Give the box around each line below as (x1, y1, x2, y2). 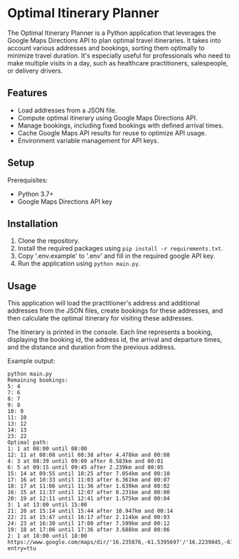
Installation (7, 217, 58, 229)
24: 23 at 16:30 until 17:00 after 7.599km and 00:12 (7, 520, 171, 528)
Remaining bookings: (7, 377, 69, 384)
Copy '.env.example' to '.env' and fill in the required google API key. (17, 251, 216, 261)
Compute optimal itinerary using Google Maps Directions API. (17, 113, 198, 122)
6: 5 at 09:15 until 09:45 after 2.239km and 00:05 (7, 464, 164, 471)
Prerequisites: (7, 176, 48, 184)
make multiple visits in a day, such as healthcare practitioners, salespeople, (7, 58, 229, 67)
